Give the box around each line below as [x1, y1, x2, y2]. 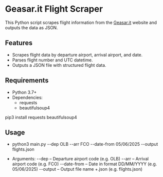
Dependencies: [12, 94, 43, 100]
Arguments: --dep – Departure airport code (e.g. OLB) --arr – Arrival [12, 156, 149, 162]
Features [5, 39, 33, 47]
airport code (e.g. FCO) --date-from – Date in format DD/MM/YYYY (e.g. [12, 161, 157, 167]
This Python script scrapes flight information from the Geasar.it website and [5, 20, 157, 25]
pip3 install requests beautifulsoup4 [5, 114, 77, 120]
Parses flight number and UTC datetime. [12, 57, 93, 63]
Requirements [5, 77, 49, 85]
